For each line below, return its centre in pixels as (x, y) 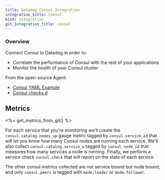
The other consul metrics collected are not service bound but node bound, (83, 167)
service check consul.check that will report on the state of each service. (80, 157)
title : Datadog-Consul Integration (43, 10)
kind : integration (24, 19)
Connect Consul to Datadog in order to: (46, 52)
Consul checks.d (30, 93)
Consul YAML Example (36, 87)
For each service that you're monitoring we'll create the (63, 130)
